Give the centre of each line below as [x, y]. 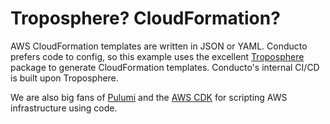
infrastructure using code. [64, 108]
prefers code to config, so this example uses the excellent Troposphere [157, 56]
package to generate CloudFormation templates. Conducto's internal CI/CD [165, 67]
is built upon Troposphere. [64, 78]
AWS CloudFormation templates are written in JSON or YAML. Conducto [159, 46]
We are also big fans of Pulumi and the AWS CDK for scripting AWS [149, 97]
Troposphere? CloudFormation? [145, 18]
